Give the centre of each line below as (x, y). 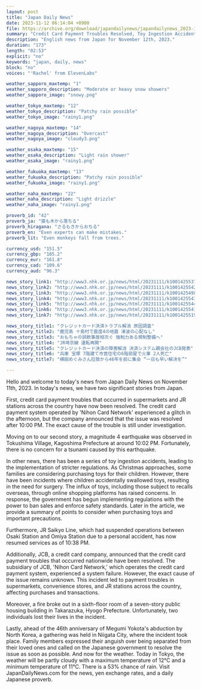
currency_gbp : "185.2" (34, 254)
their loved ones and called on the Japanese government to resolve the (94, 647)
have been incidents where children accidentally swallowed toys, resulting (98, 480)
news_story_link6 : (29, 310)
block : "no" (21, 67)
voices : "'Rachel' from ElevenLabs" (52, 73)
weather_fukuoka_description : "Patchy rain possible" (75, 177)
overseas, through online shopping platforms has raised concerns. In (91, 493)
